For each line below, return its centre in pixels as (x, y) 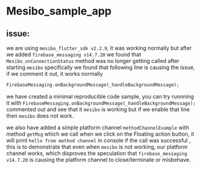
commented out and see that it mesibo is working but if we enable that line (98, 109)
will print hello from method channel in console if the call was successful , (99, 140)
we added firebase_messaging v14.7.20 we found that (74, 55)
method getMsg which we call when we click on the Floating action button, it (100, 134)
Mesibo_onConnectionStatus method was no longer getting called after (93, 61)
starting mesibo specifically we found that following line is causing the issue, (101, 67)
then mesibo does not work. (40, 116)
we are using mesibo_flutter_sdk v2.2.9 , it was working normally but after (99, 48)
